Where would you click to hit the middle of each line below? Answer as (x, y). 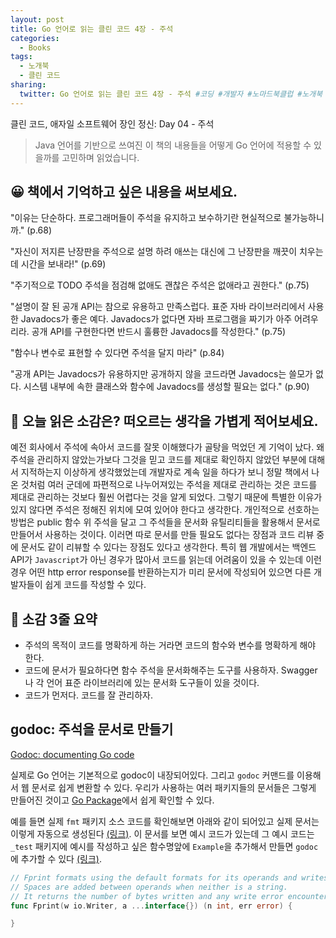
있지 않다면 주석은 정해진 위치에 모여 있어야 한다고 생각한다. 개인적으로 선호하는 (165, 510)
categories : (35, 38)
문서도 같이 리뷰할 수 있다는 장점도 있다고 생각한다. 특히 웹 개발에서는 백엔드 (168, 547)
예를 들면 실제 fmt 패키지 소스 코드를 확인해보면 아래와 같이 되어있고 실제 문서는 (165, 821)
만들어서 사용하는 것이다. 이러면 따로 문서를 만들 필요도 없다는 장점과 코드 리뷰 (162, 535)
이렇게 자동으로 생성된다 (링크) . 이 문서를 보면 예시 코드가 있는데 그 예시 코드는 (162, 833)
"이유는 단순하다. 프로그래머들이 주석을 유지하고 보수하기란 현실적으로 (146, 218)
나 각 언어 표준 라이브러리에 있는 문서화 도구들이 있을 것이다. (142, 683)
